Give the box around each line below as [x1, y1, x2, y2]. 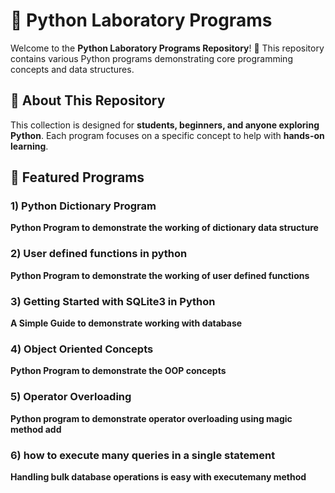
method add [10, 423, 62, 435]
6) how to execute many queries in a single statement [10, 448, 276, 462]
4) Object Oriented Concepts [10, 342, 154, 356]
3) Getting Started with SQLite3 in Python [10, 294, 216, 308]
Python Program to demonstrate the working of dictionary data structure [10, 222, 319, 234]
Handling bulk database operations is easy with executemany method [10, 470, 307, 483]
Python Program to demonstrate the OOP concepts [10, 365, 227, 377]
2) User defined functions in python [10, 247, 188, 261]
